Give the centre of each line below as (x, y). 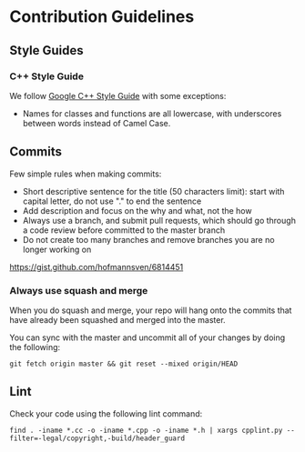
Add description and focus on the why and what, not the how (137, 210)
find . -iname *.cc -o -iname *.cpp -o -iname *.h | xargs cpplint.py (146, 430)
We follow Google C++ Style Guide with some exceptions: (118, 95)
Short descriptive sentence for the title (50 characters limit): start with (153, 191)
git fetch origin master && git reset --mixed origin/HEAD (124, 364)
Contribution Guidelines (102, 17)
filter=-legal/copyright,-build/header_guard (97, 438)
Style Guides (46, 50)
